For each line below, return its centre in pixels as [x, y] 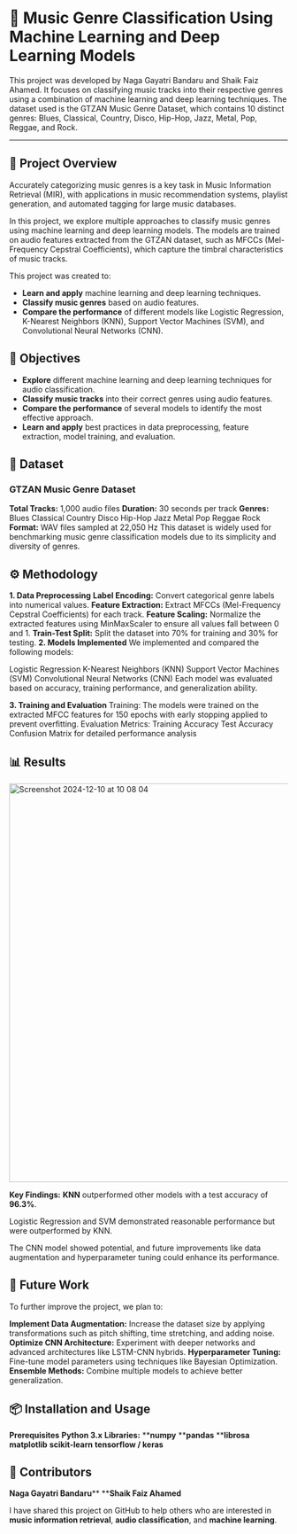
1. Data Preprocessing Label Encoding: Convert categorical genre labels [142, 596]
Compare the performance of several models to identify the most [142, 408]
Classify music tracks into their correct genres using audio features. [147, 399]
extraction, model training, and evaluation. [99, 436]
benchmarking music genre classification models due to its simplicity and [143, 537]
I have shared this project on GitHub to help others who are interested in [141, 1511]
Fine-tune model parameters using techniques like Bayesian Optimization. [144, 1361]
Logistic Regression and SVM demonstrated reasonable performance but [142, 1221]
